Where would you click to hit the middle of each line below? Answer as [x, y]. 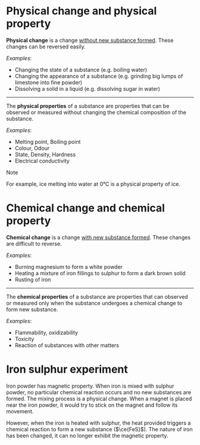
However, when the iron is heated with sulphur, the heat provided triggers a [99, 423]
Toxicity [24, 339]
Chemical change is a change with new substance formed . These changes [99, 237]
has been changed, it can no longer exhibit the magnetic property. [87, 435]
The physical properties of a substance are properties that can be [88, 106]
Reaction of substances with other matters [67, 345]
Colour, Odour [32, 148]
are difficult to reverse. [34, 244]
